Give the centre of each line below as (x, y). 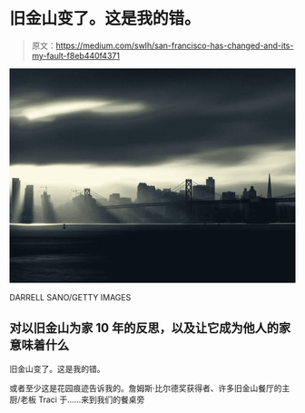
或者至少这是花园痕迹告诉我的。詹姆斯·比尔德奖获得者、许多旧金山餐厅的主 (150, 388)
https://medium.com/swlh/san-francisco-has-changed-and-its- (175, 45)
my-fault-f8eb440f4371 (76, 55)
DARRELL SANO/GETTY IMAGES (70, 297)
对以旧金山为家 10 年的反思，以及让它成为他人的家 (150, 328)
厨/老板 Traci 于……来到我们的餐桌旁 (77, 399)
